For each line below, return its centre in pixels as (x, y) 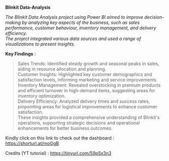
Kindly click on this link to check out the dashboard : (60, 138)
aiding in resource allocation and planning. (62, 69)
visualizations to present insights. (40, 44)
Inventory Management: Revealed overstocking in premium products (89, 85)
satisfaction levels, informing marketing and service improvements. (88, 80)
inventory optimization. (41, 96)
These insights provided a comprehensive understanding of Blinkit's (89, 117)
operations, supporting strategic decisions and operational (79, 123)
